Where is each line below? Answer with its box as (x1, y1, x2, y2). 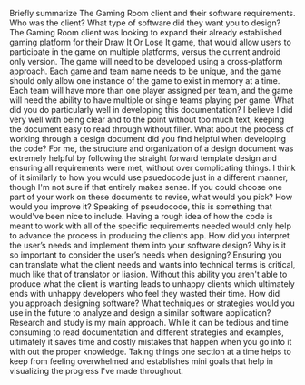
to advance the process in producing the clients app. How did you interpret (9, 230, 290, 240)
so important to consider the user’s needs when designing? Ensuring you (9, 249, 283, 260)
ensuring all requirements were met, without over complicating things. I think (9, 163, 296, 173)
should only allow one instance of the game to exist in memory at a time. (9, 76, 280, 86)
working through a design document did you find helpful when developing (9, 134, 287, 144)
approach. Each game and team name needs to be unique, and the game (9, 66, 282, 76)
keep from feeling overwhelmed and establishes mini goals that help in (9, 356, 274, 367)
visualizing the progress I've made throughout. (9, 366, 184, 376)
